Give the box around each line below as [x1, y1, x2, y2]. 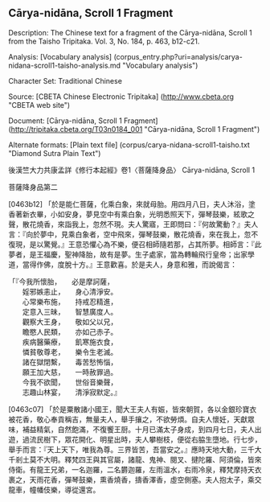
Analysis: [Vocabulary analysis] [8, 51, 112, 61]
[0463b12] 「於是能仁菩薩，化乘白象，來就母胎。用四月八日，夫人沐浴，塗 [8, 199, 256, 208]
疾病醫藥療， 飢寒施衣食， [22, 337, 118, 347]
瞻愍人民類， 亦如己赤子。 [22, 327, 118, 336]
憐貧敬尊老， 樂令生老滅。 [22, 347, 118, 356]
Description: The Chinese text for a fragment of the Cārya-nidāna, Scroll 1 [8, 27, 253, 37]
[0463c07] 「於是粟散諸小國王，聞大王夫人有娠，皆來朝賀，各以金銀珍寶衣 [8, 404, 257, 414]
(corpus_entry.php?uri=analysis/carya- [113, 51, 243, 61]
